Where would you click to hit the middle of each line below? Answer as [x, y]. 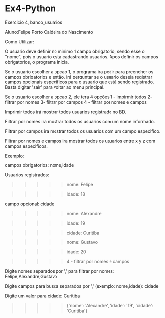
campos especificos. [27, 146]
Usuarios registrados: [27, 175]
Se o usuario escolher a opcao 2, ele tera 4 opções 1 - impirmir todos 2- [79, 97]
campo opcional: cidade [30, 204]
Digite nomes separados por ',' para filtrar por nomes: [60, 271]
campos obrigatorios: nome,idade [40, 165]
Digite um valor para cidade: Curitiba [43, 296]
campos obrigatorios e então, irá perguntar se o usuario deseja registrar [79, 77]
